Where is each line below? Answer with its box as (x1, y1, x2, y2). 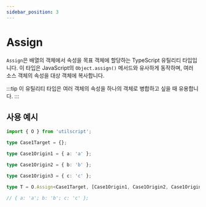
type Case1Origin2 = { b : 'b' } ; (6, 162, 92, 168)
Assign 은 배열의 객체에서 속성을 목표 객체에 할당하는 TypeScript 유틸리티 (6, 56, 181, 64)
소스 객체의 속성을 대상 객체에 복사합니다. (6, 72, 105, 79)
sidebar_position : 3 (6, 9, 59, 15)
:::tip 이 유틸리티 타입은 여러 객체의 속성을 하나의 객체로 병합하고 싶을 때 (6, 85, 178, 92)
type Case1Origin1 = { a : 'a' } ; (6, 151, 92, 157)
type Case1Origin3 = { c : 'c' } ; (6, 173, 92, 179)
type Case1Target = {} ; (6, 140, 67, 146)
